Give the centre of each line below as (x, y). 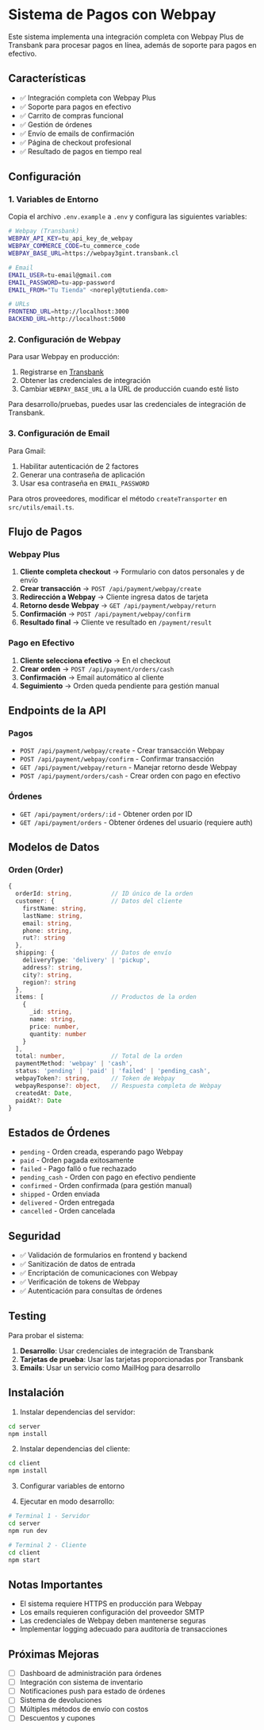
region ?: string (50, 982)
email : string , (48, 923)
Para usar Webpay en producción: (64, 357)
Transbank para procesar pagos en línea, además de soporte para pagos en (132, 45)
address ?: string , (53, 967)
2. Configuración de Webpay (65, 339)
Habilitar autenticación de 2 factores (79, 466)
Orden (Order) (36, 869)
